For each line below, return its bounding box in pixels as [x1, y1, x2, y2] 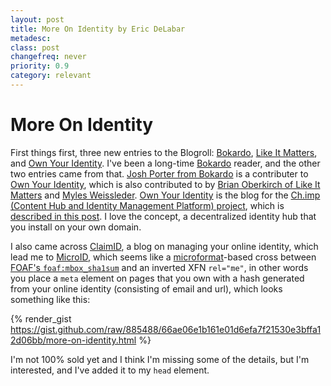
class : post [10, 42, 60, 53]
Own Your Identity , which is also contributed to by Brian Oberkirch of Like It [10, 178, 321, 190]
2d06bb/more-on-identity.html [10, 334, 137, 346]
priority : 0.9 [10, 61, 70, 71]
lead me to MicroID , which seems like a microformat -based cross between [10, 251, 317, 263]
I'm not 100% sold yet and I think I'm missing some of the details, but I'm [10, 353, 310, 365]
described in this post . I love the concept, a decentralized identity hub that [10, 210, 317, 222]
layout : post [10, 14, 65, 25]
